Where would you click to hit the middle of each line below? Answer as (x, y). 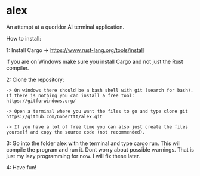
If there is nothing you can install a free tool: (70, 95)
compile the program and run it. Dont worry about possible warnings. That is (100, 149)
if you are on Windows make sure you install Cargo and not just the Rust (95, 61)
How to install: (24, 38)
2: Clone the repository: (35, 79)
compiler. (18, 68)
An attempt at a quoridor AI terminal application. (65, 27)
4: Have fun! (21, 167)
